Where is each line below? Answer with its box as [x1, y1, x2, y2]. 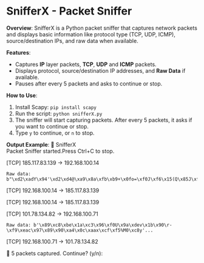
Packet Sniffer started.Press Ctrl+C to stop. [6, 147, 115, 155]
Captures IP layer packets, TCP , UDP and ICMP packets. [15, 61, 157, 68]
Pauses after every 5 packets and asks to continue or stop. [15, 80, 163, 87]
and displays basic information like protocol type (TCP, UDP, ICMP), [6, 30, 176, 38]
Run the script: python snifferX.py [15, 110, 103, 117]
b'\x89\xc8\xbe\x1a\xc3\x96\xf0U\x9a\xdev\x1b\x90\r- [33, 222, 172, 228]
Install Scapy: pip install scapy [15, 103, 97, 110]
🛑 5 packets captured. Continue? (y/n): [6, 250, 103, 257]
